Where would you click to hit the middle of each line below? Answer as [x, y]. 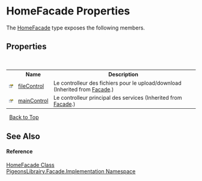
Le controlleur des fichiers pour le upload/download [117, 83]
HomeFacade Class [30, 165]
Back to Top [24, 117]
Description [123, 75]
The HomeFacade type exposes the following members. [76, 28]
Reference [20, 152]
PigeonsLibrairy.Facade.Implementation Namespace [71, 171]
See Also [23, 136]
